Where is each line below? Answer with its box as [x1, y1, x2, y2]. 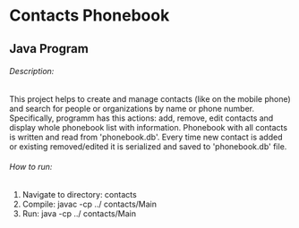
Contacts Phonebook [9, 5, 170, 26]
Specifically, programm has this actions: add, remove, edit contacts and [9, 113, 274, 123]
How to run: [9, 162, 53, 173]
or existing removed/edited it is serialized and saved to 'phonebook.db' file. [9, 140, 287, 152]
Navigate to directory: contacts [21, 189, 137, 199]
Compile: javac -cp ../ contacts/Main [21, 198, 158, 209]
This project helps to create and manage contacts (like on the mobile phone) [9, 93, 291, 104]
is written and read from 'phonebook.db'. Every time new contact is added [9, 131, 283, 142]
